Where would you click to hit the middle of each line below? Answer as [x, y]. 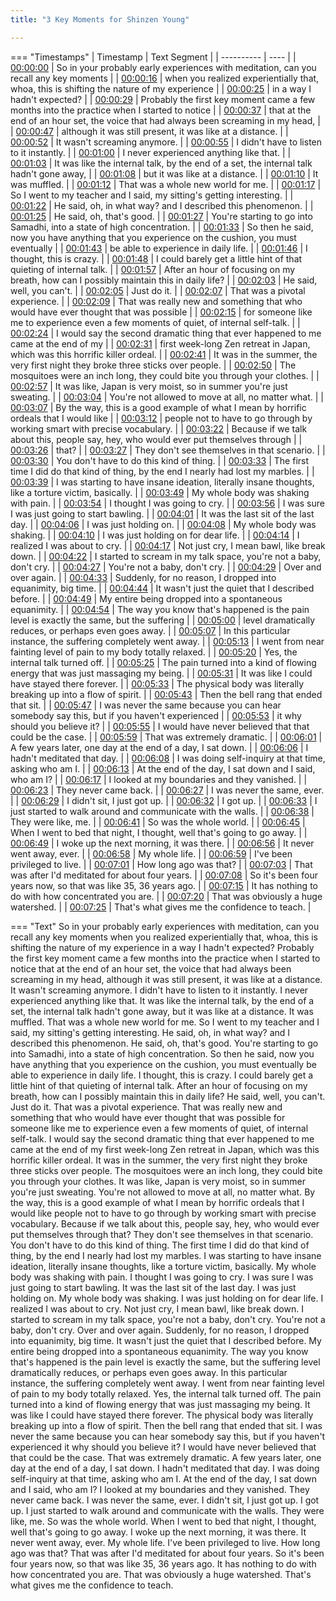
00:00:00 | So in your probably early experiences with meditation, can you [163, 67]
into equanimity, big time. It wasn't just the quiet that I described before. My [166, 1340]
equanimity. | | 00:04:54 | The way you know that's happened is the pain [160, 609]
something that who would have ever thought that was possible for [148, 1117]
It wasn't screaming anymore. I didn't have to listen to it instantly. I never [159, 990]
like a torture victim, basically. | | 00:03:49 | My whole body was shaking [160, 492]
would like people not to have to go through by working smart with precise [163, 1213]
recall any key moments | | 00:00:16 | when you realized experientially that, [165, 78]
